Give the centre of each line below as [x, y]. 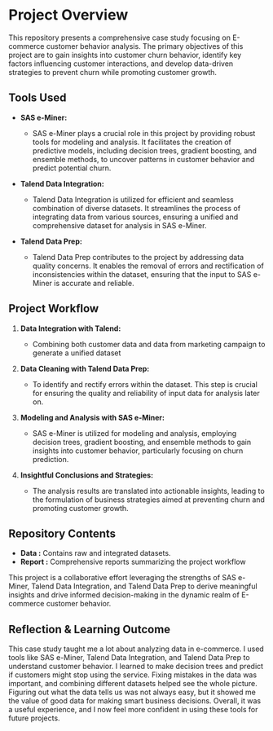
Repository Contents [62, 533]
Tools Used [37, 98]
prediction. [51, 459]
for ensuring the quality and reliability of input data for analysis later [146, 393]
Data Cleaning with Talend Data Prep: [85, 368]
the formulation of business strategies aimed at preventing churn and [148, 500]
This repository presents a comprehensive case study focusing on [119, 37]
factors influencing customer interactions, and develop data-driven [121, 64]
